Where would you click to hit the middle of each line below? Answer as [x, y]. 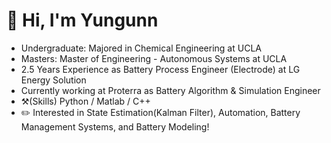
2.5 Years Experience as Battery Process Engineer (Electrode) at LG [160, 69]
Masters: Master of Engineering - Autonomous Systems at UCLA [154, 58]
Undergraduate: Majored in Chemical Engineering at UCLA [141, 48]
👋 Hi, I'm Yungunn [82, 20]
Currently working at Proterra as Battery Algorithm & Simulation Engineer [170, 90]
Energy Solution [53, 80]
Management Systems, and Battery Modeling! [115, 126]
